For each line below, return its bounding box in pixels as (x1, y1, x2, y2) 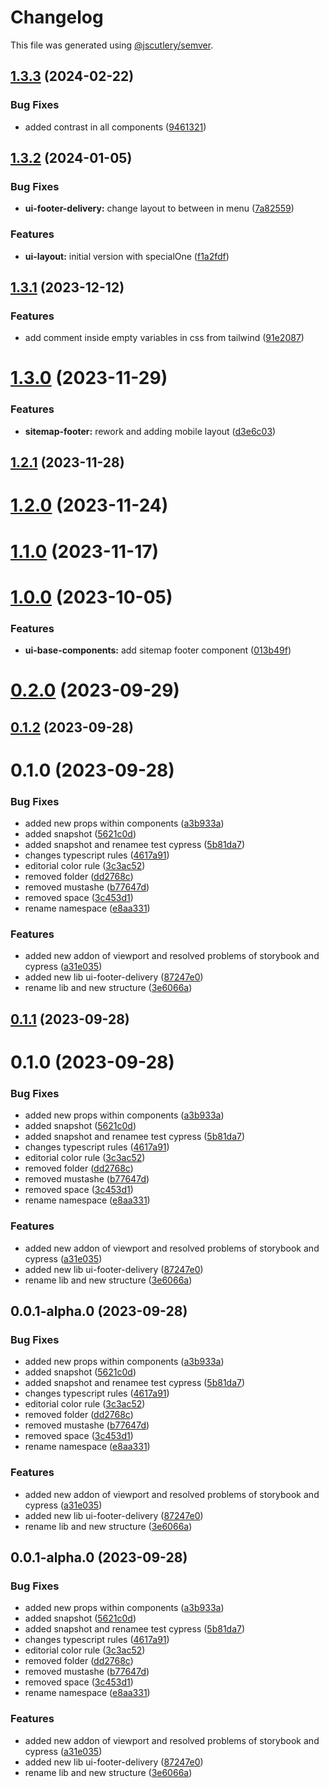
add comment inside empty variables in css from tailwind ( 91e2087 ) (24, 332, 305, 344)
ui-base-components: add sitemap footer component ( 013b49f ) (24, 644, 292, 656)
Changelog (10, 6, 104, 29)
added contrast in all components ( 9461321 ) (24, 121, 207, 133)
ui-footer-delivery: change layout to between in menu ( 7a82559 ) (24, 202, 295, 215)
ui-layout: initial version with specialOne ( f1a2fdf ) (24, 250, 230, 262)
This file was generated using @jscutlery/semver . (10, 39, 214, 51)
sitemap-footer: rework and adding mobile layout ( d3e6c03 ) (24, 425, 277, 437)
